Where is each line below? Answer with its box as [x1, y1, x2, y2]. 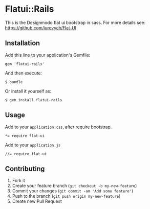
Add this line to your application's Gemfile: [5, 52, 90, 58]
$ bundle [5, 79, 23, 84]
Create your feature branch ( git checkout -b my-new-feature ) [12, 183, 137, 189]
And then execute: [5, 70, 42, 76]
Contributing [5, 164, 45, 173]
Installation [5, 39, 40, 47]
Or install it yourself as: [5, 88, 51, 94]
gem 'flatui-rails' [5, 61, 45, 67]
